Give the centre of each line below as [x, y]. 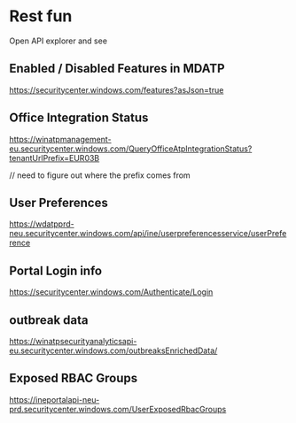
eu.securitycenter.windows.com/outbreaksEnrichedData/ [113, 350]
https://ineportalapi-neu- [55, 399]
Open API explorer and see [58, 41]
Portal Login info [56, 270]
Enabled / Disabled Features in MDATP [117, 69]
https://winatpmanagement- [61, 139]
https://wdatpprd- [42, 224]
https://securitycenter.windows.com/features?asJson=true [117, 89]
